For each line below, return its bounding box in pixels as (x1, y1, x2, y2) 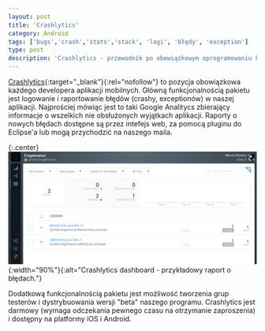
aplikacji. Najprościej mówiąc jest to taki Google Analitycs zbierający (8, 103, 230, 111)
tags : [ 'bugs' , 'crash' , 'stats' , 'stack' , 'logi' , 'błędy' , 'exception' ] (8, 38, 249, 46)
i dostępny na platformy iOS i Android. (8, 314, 132, 324)
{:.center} (8, 143, 39, 152)
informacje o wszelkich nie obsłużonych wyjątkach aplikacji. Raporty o (8, 111, 237, 120)
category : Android (8, 29, 69, 37)
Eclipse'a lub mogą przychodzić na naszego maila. (8, 127, 173, 137)
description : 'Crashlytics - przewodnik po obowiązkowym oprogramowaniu (8, 55, 252, 62)
